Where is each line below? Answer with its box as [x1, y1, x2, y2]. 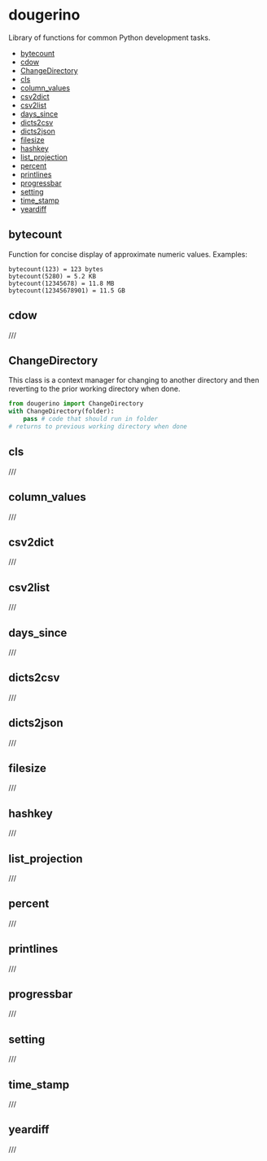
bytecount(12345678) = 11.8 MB [8, 279, 115, 287]
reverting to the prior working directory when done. [8, 384, 181, 394]
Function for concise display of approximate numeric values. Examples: [8, 249, 248, 259]
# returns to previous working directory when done [8, 423, 187, 431]
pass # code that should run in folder [23, 415, 159, 423]
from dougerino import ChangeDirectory [8, 400, 144, 408]
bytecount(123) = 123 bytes [8, 265, 104, 274]
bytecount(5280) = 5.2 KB [8, 272, 96, 280]
